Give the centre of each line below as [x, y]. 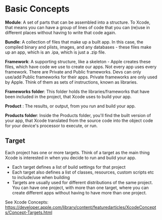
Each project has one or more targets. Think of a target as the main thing [77, 152]
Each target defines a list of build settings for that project [69, 167]
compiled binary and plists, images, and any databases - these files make [78, 47]
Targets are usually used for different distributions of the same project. [82, 182]
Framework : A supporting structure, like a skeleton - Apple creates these [78, 61]
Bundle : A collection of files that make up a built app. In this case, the [74, 42]
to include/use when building [41, 177]
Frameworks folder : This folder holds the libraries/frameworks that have [77, 91]
